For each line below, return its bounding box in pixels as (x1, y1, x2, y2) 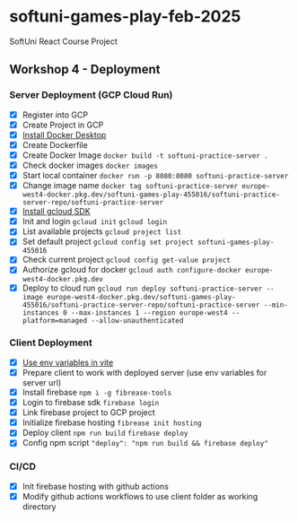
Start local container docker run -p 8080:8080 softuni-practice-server (22, 170, 289, 180)
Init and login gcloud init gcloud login (22, 216, 168, 227)
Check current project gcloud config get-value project (22, 254, 231, 265)
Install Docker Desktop (22, 129, 107, 140)
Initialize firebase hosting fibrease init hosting (22, 417, 202, 428)
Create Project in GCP (22, 119, 104, 130)
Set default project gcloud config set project (22, 236, 195, 247)
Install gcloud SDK (22, 206, 92, 217)
